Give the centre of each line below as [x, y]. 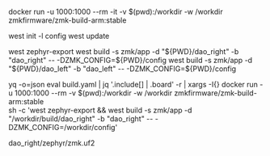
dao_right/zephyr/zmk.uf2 [52, 143]
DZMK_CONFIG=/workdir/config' [63, 127]
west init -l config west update [59, 36]
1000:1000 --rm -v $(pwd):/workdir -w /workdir [93, 93]
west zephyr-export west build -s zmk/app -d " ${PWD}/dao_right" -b [124, 51]
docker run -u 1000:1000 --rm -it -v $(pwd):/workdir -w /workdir [116, 12]
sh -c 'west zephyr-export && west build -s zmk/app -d [100, 110]
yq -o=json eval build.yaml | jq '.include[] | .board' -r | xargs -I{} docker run [133, 84]
